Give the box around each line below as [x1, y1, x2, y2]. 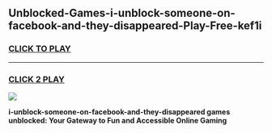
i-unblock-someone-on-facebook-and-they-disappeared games [8, 106, 231, 116]
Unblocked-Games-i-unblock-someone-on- [8, 6, 236, 20]
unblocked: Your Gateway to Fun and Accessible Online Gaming [8, 115, 227, 125]
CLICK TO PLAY [8, 44, 71, 55]
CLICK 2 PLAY [8, 73, 65, 85]
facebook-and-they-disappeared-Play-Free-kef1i [8, 19, 262, 33]
